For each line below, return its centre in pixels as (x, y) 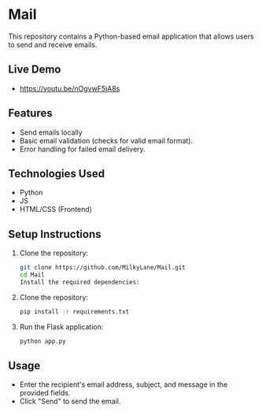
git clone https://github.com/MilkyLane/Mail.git (103, 268)
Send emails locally (51, 132)
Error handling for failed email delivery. (82, 149)
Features (30, 113)
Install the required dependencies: (79, 282)
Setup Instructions (55, 234)
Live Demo (35, 70)
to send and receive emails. (53, 44)
